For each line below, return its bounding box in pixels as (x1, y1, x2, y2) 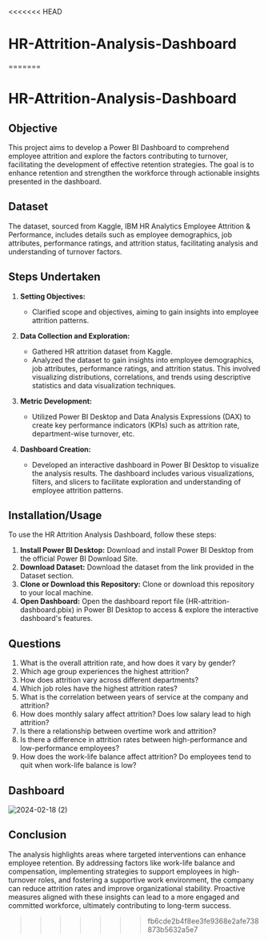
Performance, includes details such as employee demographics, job (8, 229, 232, 239)
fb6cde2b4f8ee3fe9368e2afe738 (147, 916, 259, 926)
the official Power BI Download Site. (19, 554, 138, 564)
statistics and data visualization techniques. (31, 380, 176, 390)
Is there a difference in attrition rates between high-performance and (19, 735, 248, 744)
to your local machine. (19, 588, 94, 598)
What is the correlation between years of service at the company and (19, 692, 249, 702)
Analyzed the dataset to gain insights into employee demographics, (31, 355, 254, 364)
